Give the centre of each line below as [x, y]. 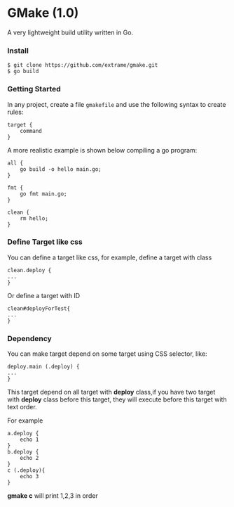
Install [18, 51]
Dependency [30, 338]
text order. [22, 407]
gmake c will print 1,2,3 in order [53, 496]
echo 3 [29, 477]
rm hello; [34, 218]
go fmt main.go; [44, 194]
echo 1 [29, 440]
